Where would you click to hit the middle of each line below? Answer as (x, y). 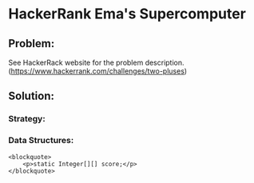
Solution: (31, 96)
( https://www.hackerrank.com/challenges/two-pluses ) (98, 71)
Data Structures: (41, 141)
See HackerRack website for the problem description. (97, 62)
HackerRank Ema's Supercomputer (127, 14)
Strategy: (27, 119)
